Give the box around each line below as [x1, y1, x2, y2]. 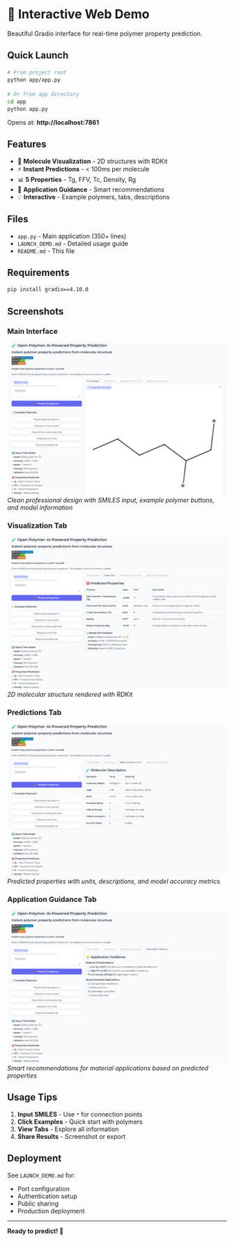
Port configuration [17, 1184, 70, 1193]
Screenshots [7, 305, 64, 317]
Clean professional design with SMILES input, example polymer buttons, [7, 496, 214, 504]
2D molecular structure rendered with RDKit [7, 690, 133, 698]
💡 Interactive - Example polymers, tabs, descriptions [17, 192, 170, 201]
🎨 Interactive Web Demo [7, 6, 150, 22]
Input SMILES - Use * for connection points [17, 1110, 143, 1118]
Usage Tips [7, 1091, 58, 1103]
